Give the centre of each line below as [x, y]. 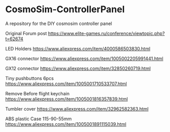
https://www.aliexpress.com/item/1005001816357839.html [67, 99]
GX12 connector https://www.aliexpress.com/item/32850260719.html [78, 68]
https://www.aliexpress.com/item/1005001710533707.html [66, 84]
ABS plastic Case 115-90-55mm [39, 119]
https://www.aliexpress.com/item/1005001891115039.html [66, 124]
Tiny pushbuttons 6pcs [30, 78]
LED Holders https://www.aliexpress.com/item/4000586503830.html [78, 48]
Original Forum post [26, 33]
